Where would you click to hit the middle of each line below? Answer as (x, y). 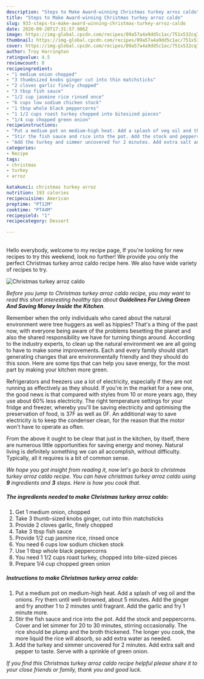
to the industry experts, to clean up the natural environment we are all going (101, 344)
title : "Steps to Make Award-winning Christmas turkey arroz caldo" (95, 18)
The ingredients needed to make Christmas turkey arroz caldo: (87, 496)
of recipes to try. (27, 270)
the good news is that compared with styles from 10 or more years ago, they (102, 395)
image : (15, 35)
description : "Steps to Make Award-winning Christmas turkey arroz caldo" (103, 12)
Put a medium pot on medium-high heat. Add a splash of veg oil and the (105, 593)
